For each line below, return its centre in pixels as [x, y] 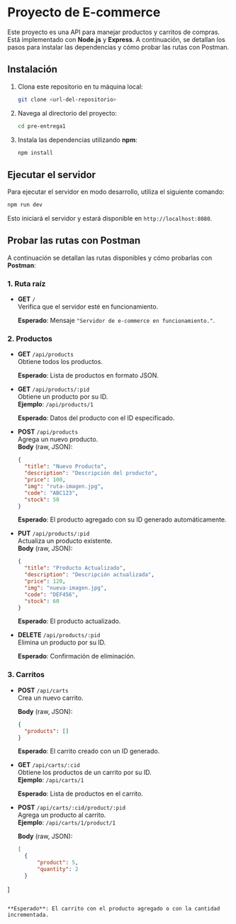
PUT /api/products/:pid [54, 534]
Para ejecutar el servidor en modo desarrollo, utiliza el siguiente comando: [116, 192]
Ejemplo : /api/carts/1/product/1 [66, 823]
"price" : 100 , [45, 480]
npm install [35, 153]
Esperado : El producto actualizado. [69, 621]
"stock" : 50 [42, 500]
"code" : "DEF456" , [51, 594]
